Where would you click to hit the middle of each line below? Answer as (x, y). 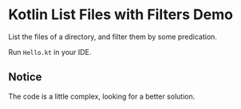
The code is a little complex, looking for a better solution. (102, 96)
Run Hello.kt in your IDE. (50, 52)
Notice (25, 77)
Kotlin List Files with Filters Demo (121, 15)
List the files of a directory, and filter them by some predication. (113, 37)
